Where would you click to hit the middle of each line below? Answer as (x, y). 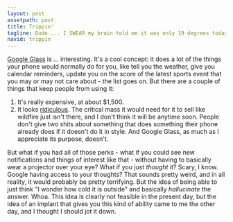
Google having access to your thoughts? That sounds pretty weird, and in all (116, 175)
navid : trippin (29, 40)
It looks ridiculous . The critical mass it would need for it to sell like (111, 110)
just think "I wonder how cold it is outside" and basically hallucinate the (109, 189)
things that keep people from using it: (61, 89)
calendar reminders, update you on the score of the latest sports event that (114, 74)
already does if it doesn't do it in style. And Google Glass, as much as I (118, 132)
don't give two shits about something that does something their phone (118, 124)
